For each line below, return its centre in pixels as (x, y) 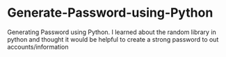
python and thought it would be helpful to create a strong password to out (113, 39)
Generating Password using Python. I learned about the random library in (112, 32)
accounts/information (38, 47)
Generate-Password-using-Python (110, 13)
